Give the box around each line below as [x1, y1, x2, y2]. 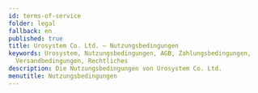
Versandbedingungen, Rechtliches [15, 57, 129, 66]
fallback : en [8, 27, 53, 35]
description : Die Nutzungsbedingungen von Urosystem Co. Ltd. [8, 65, 222, 73]
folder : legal [8, 19, 57, 27]
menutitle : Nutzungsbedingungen [8, 72, 117, 80]
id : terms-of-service [8, 11, 82, 20]
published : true [8, 34, 63, 43]
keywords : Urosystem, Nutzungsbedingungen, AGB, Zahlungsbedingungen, [8, 49, 252, 57]
